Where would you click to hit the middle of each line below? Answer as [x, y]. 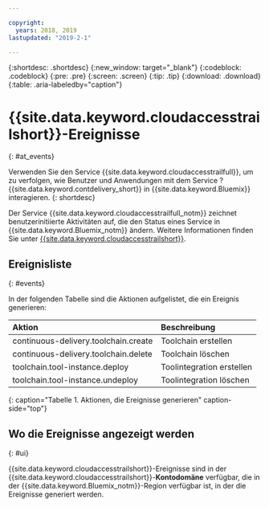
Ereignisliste [40, 264]
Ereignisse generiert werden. [56, 494]
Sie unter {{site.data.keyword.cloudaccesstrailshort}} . [97, 239]
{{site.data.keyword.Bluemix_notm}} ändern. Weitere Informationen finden [131, 231]
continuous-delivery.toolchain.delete [82, 354]
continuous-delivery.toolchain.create [83, 341]
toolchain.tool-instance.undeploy [75, 380]
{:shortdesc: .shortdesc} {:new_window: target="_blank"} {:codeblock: [125, 67]
